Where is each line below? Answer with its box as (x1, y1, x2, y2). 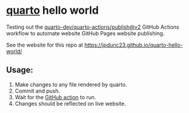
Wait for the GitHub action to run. (14, 93, 97, 100)
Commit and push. (14, 87, 61, 94)
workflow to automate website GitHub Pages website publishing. (6, 29, 165, 36)
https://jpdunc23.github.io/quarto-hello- (84, 41, 183, 48)
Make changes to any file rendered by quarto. (14, 81, 127, 88)
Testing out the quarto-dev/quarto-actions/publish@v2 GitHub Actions (6, 23, 179, 30)
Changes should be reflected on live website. (14, 100, 126, 107)
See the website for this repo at (6, 41, 83, 48)
